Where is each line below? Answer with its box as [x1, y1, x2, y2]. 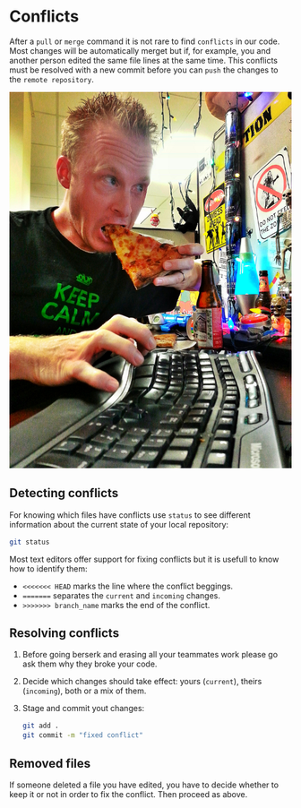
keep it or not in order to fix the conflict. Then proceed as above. [9, 789, 248, 799]
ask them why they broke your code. [21, 658, 158, 669]
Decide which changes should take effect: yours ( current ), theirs [21, 676, 262, 687]
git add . [21, 721, 60, 731]
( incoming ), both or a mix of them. [21, 685, 147, 696]
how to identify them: [9, 563, 88, 574]
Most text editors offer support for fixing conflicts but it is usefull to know [9, 554, 279, 564]
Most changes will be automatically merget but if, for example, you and [9, 45, 271, 56]
